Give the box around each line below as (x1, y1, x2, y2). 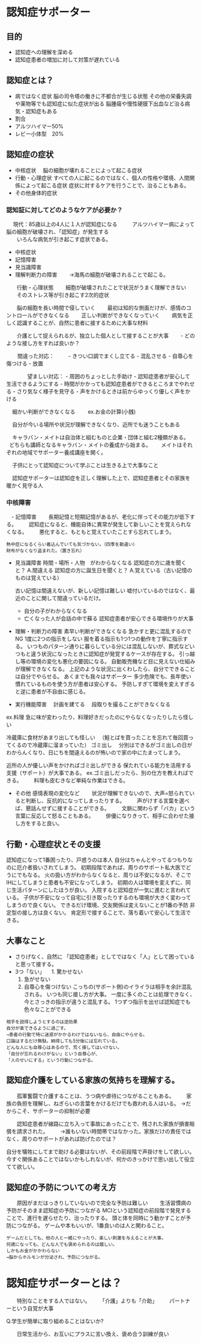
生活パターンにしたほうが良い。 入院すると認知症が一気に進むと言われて (11, 886, 191, 894)
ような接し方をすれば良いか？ (6, 339, 80, 346)
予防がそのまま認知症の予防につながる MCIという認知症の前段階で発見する (6, 1207, 191, 1214)
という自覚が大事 (11, 1305, 54, 1312)
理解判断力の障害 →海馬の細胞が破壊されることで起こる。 (14, 271, 169, 278)
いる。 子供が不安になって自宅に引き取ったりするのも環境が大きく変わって (6, 894, 191, 901)
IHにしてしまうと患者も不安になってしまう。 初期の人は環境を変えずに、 (6, 879, 186, 886)
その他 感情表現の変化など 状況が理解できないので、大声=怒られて (14, 790, 190, 797)
